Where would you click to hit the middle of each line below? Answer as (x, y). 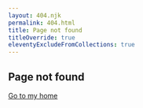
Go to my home (33, 95)
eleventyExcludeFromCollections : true (71, 45)
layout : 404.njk (35, 15)
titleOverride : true (42, 37)
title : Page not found (45, 30)
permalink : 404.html (42, 23)
